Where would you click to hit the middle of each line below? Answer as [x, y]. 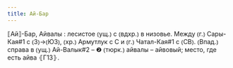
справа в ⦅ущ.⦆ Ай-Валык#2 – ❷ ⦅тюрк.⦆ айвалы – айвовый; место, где [112, 49]
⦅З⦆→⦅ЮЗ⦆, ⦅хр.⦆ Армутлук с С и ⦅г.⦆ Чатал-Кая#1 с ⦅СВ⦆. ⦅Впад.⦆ [125, 41]
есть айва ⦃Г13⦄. [34, 57]
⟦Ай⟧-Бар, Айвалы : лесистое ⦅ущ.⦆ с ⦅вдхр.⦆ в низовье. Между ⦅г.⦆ [107, 34]
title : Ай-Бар [28, 14]
